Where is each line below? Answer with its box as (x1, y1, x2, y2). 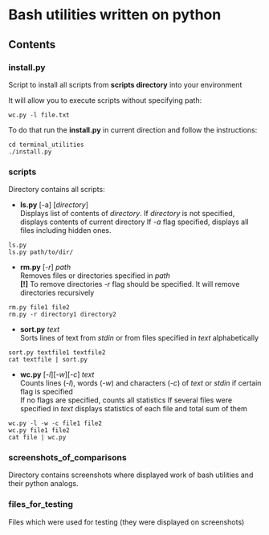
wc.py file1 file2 (8, 427, 70, 435)
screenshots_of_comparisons (8, 452, 127, 464)
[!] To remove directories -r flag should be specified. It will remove (19, 280, 240, 289)
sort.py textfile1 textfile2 (8, 349, 106, 357)
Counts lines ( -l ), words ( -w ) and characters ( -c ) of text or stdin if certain (19, 378, 262, 388)
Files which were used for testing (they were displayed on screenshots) (8, 517, 245, 527)
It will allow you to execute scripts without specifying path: (8, 95, 202, 105)
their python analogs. (8, 479, 79, 488)
